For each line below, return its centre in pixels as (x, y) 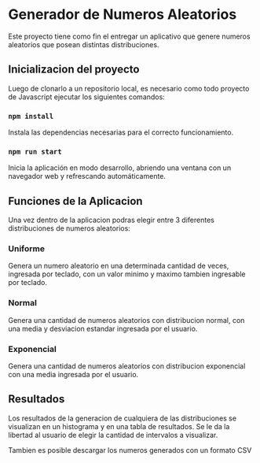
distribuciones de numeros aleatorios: (70, 228)
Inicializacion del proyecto (74, 70)
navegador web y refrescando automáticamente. (87, 176)
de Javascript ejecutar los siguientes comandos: (86, 97)
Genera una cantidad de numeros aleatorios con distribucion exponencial (127, 366)
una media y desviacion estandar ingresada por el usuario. (103, 328)
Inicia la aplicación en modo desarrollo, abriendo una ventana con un (120, 168)
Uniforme (27, 249)
